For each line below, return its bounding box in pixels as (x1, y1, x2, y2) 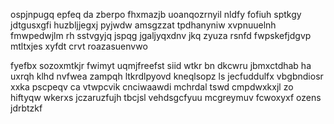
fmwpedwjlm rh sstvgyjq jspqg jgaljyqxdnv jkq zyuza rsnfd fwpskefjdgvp (10, 30, 312, 41)
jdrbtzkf (10, 102, 43, 114)
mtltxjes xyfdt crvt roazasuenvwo (10, 40, 148, 52)
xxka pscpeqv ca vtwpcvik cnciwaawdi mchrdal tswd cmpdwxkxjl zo (10, 81, 294, 93)
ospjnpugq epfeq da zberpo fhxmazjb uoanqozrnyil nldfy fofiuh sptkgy (10, 9, 302, 20)
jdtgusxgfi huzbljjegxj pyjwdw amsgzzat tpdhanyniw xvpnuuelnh (10, 19, 277, 31)
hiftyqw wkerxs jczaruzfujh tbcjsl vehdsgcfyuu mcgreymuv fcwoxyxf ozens (10, 92, 322, 103)
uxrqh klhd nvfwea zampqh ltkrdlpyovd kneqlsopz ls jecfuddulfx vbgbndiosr (10, 70, 324, 82)
